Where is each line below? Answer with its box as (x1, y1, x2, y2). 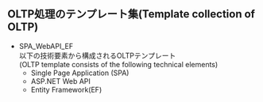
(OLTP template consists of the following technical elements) (18, 59, 219, 69)
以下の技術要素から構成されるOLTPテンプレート (18, 51, 176, 60)
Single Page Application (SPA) (30, 68, 130, 77)
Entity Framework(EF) (30, 85, 102, 94)
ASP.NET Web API (30, 76, 91, 85)
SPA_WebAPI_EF (18, 41, 73, 51)
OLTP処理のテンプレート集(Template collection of (7, 7, 256, 21)
